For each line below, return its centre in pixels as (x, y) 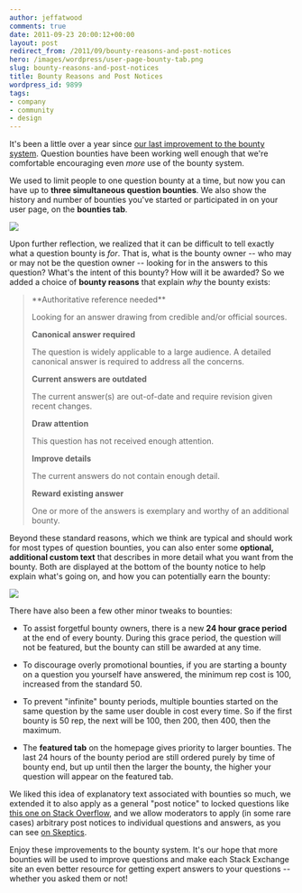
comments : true (38, 26)
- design (26, 118)
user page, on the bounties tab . (69, 209)
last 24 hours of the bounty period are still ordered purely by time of (149, 758)
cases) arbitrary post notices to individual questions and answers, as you (145, 823)
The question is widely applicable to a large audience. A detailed (151, 352)
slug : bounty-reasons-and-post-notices (84, 69)
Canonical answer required (83, 335)
